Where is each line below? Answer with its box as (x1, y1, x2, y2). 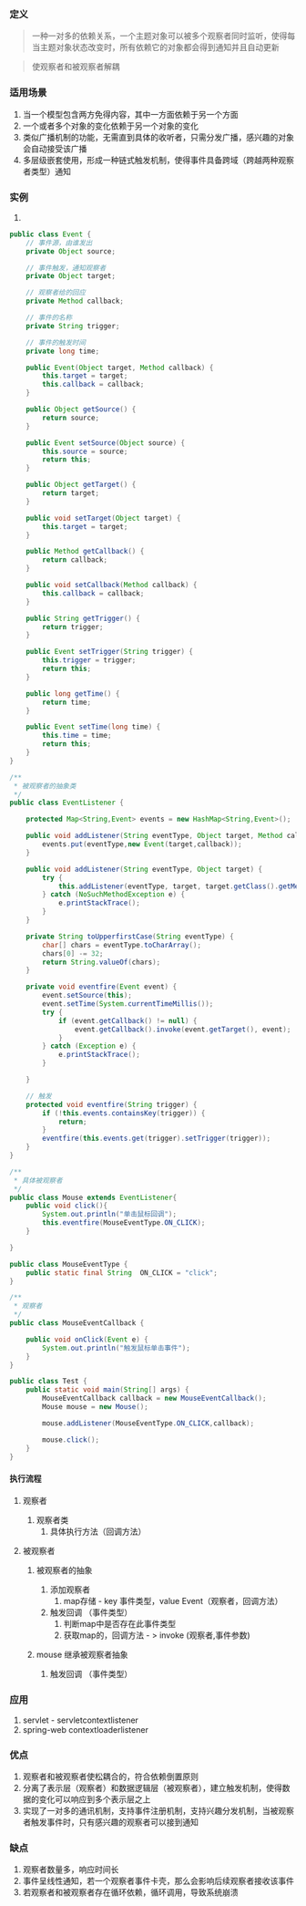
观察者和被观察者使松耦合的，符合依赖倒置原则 (22, 1771, 199, 1782)
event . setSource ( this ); (42, 991, 132, 1000)
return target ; (42, 489, 100, 498)
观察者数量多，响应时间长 (22, 1864, 119, 1875)
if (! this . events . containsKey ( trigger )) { (42, 1108, 206, 1118)
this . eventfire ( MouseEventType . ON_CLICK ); (42, 1218, 206, 1228)
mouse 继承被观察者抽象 (36, 1649, 129, 1660)
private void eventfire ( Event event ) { (25, 982, 178, 991)
